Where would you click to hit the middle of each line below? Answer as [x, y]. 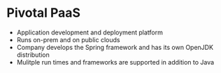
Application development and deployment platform [90, 32]
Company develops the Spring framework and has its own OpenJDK [115, 47]
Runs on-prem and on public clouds [68, 39]
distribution [33, 55]
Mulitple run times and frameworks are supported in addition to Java [115, 62]
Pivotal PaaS [44, 13]
